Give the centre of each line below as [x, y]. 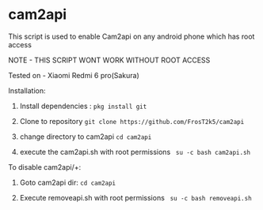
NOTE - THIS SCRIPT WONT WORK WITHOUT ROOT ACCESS [109, 60]
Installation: [27, 90]
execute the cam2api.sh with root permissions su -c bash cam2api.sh [135, 152]
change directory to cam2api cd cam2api [86, 137]
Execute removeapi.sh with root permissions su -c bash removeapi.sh [135, 197]
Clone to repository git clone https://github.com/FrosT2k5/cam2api [132, 121]
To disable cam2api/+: [45, 167]
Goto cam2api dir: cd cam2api [68, 182]
